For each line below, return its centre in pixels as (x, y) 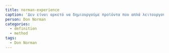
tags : (11, 38)
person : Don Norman (26, 19)
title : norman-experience (32, 10)
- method (19, 33)
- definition (23, 29)
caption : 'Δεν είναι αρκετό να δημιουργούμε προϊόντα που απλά (73, 15)
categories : (18, 24)
